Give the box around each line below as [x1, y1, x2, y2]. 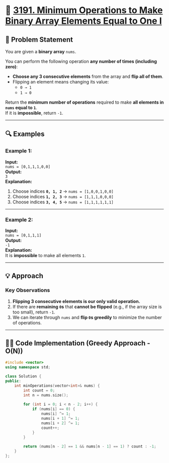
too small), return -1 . [12, 309, 55, 315]
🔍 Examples [5, 130, 45, 138]
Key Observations [5, 287, 50, 294]
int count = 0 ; [23, 388, 55, 393]
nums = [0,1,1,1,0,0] [5, 164, 51, 169]
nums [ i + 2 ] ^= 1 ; [41, 420, 80, 426]
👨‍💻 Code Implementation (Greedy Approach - [5, 339, 150, 348]
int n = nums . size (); [23, 393, 69, 398]
